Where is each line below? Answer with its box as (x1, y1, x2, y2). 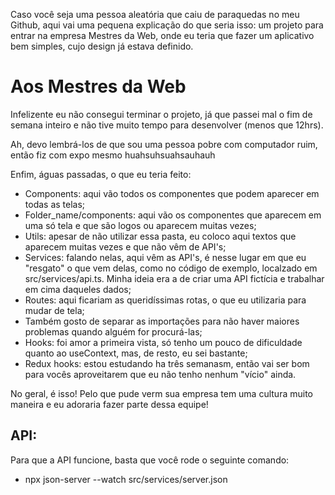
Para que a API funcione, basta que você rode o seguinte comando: (10, 454, 290, 466)
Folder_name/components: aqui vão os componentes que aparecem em (24, 209, 322, 221)
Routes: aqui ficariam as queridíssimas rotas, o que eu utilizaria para (24, 294, 307, 306)
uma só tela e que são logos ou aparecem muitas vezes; (24, 219, 257, 231)
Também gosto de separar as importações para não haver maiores (24, 315, 300, 327)
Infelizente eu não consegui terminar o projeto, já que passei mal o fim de (10, 108, 313, 120)
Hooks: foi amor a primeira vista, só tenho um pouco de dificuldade (24, 336, 303, 348)
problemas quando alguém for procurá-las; (24, 325, 203, 338)
